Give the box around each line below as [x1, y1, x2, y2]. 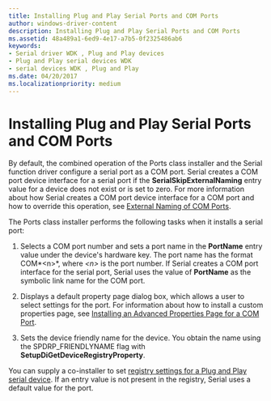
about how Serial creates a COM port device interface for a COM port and [8, 193, 255, 203]
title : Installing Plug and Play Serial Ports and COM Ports [8, 11, 219, 20]
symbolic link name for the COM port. [19, 276, 146, 286]
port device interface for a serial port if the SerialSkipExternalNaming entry [8, 176, 262, 186]
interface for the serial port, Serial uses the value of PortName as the [19, 267, 252, 277]
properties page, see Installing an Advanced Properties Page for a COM [19, 309, 260, 318]
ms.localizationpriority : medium [8, 79, 121, 87]
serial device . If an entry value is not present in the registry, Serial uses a [8, 374, 251, 385]
